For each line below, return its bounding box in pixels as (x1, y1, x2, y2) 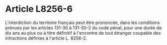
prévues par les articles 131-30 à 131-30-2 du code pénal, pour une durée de (5, 24, 162, 30)
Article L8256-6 (5, 3, 73, 15)
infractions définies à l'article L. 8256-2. (5, 35, 87, 41)
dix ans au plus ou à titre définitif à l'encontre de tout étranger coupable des (5, 30, 161, 36)
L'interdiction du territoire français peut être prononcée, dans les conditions (5, 20, 160, 25)
